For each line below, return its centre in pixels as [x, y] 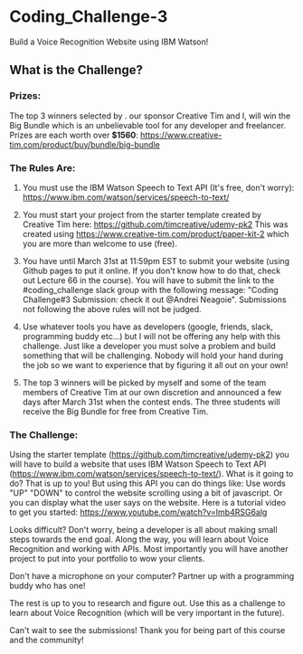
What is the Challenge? [76, 70]
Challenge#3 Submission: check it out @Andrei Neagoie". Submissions [154, 299]
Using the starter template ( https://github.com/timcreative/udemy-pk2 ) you [149, 455]
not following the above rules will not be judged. [112, 308]
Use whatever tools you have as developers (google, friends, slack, [148, 327]
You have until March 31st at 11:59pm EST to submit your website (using [156, 261]
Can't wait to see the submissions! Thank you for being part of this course [147, 630]
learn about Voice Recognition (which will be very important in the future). [147, 613]
